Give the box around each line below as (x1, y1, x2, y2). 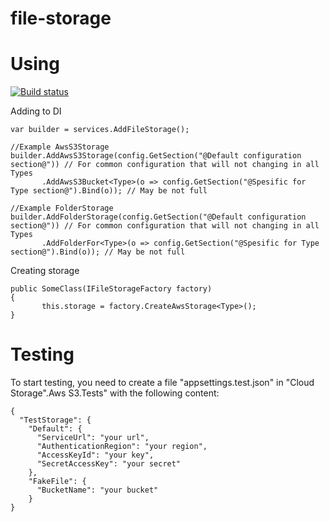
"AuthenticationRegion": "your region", (36, 442, 208, 452)
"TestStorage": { (19, 415, 92, 426)
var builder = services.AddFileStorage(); (10, 125, 190, 135)
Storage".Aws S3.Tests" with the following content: (10, 387, 220, 399)
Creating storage (10, 265, 80, 277)
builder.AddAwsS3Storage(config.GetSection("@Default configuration (10, 151, 302, 161)
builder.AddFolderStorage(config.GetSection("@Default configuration (10, 212, 307, 222)
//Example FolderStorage (10, 203, 114, 214)
